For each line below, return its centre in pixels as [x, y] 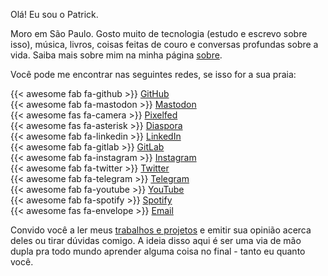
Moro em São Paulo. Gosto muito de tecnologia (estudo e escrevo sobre [159, 33]
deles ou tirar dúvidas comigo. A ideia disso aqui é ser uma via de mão [156, 240]
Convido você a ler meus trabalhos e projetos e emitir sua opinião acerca [161, 230]
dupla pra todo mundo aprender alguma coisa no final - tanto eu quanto [158, 251]
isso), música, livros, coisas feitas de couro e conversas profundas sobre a [164, 44]
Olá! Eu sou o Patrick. [54, 14]
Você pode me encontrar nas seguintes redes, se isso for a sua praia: [153, 74]
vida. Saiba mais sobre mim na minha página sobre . [116, 55]
